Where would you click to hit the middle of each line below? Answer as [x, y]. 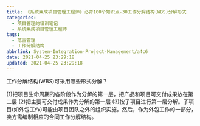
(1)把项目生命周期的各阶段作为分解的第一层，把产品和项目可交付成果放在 [97, 94]
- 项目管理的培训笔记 [35, 23]
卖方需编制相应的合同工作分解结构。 [52, 117]
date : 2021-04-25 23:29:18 [40, 57]
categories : [21, 18]
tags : [13, 35]
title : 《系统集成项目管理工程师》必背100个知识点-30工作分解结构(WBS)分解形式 [96, 12]
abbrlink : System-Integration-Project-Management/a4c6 [77, 52]
